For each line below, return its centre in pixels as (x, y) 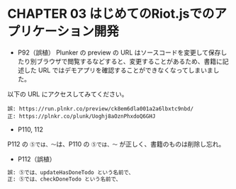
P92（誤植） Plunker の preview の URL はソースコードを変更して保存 (119, 52)
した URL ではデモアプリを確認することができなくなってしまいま (119, 70)
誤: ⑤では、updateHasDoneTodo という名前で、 (71, 172)
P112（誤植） (36, 159)
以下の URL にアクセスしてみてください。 (68, 94)
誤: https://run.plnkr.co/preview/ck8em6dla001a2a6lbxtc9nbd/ (100, 109)
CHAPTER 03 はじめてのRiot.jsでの (111, 14)
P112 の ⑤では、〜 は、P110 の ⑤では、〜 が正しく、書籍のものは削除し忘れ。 (116, 144)
